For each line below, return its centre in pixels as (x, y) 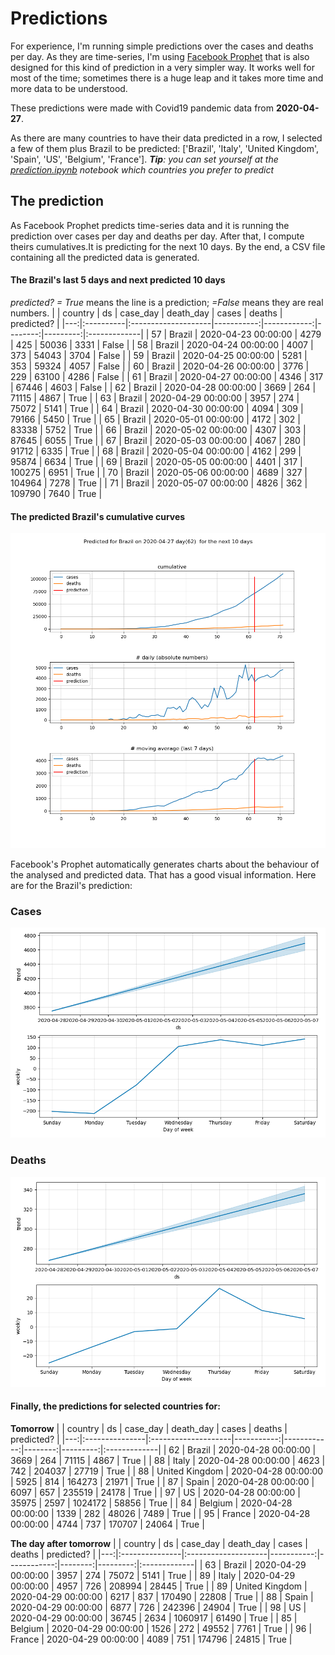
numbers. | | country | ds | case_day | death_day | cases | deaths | (146, 313)
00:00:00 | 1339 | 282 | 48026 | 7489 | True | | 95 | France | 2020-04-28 (160, 1513)
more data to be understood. (69, 88)
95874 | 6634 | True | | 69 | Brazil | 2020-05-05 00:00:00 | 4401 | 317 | (156, 461)
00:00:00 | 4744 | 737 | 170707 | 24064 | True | (107, 1524)
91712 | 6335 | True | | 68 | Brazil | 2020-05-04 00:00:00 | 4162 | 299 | (156, 451)
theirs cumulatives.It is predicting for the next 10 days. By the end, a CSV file (168, 246)
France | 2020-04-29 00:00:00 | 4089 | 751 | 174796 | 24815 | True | (151, 1639)
